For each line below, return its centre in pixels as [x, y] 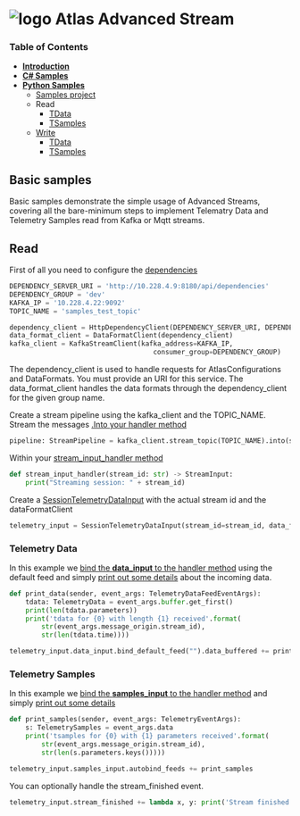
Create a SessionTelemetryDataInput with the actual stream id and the [138, 499]
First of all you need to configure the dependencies [104, 270]
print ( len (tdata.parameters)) [82, 610]
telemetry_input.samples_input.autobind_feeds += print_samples [131, 769]
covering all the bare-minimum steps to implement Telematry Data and [139, 211]
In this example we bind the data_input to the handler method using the [141, 568]
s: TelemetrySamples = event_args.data [100, 728]
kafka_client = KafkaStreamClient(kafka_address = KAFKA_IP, [121, 344]
